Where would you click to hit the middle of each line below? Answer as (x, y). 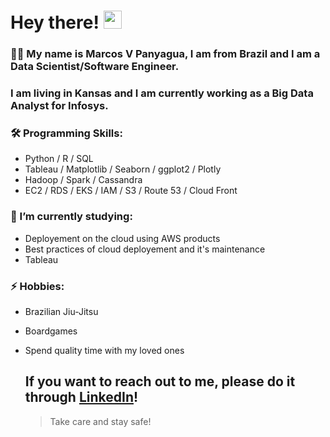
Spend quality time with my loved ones (104, 350)
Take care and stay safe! (100, 421)
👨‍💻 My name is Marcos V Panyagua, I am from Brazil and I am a (165, 54)
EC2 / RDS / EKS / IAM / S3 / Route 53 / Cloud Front (131, 191)
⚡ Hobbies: (37, 286)
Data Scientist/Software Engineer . (95, 67)
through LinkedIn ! (81, 397)
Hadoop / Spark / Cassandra (83, 180)
